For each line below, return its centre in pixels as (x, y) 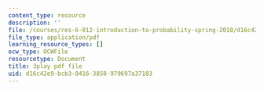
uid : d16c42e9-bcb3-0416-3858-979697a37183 (81, 74)
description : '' (35, 23)
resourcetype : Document (47, 59)
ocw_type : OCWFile (38, 52)
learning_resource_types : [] (56, 45)
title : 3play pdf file (45, 67)
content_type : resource (47, 15)
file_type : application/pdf (54, 37)
